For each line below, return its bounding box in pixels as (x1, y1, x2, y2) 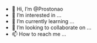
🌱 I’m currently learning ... (11, 18, 75, 24)
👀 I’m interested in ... (11, 12, 62, 19)
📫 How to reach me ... (11, 31, 66, 37)
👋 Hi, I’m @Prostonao (11, 6, 63, 12)
